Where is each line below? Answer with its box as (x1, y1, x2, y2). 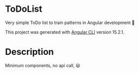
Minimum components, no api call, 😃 (5, 62, 81, 68)
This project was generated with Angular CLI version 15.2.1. (5, 29, 125, 35)
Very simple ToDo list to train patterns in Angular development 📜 (5, 20, 135, 25)
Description (5, 47, 54, 57)
